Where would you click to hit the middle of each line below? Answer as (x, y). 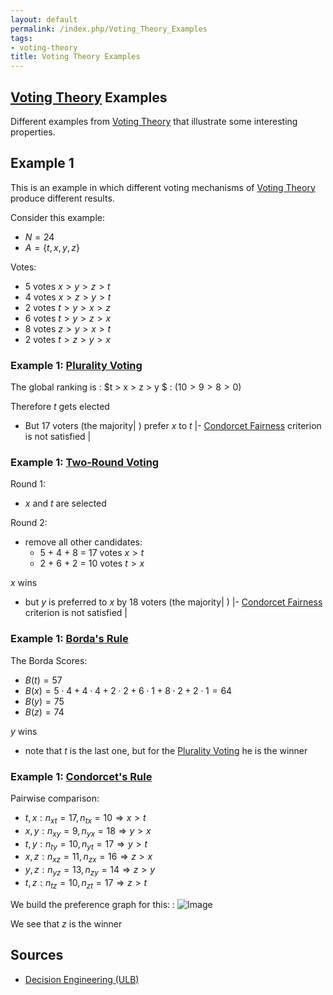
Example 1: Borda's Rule (69, 639)
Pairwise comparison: (55, 798)
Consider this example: (57, 217)
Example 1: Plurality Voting (76, 365)
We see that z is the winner (66, 923)
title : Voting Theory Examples (75, 57)
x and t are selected (65, 503)
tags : (21, 38)
